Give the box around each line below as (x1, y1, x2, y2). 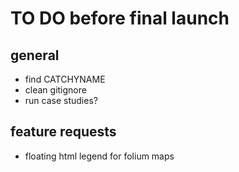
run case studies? (24, 95, 98, 106)
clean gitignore (24, 84, 87, 96)
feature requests (10, 123, 117, 141)
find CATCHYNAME (24, 73, 106, 85)
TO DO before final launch (10, 7, 230, 30)
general (10, 47, 60, 64)
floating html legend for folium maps (24, 150, 175, 162)
